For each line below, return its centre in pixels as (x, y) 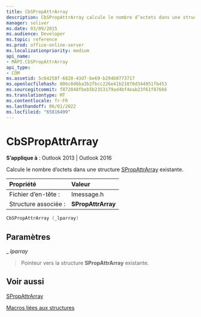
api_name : (19, 56)
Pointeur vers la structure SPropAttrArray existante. (85, 263)
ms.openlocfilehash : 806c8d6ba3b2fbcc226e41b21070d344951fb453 (87, 84)
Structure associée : (37, 204)
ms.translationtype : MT (36, 95)
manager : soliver (28, 23)
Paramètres (28, 237)
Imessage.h (87, 194)
